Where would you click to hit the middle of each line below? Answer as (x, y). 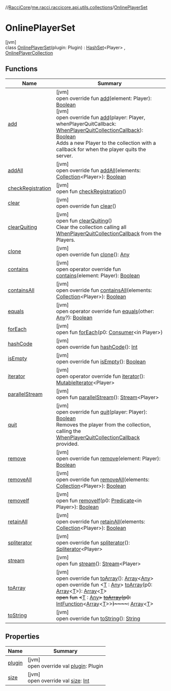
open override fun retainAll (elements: (101, 521)
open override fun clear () (86, 206)
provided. (67, 444)
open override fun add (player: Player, (101, 117)
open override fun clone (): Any (93, 254)
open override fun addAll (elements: (98, 170)
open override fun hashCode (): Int (97, 347)
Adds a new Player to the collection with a (106, 143)
